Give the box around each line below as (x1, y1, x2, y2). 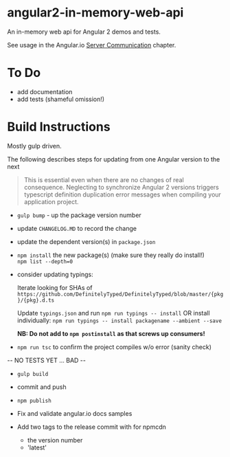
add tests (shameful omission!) (16, 95, 105, 103)
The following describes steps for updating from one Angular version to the (7, 155, 220, 163)
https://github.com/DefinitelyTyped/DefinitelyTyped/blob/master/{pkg (16, 291, 224, 298)
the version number (27, 436, 83, 444)
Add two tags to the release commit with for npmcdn (16, 423, 167, 431)
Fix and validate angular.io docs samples (16, 409, 133, 417)
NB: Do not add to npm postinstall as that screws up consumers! (16, 329, 205, 337)
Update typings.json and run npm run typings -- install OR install (16, 309, 211, 317)
